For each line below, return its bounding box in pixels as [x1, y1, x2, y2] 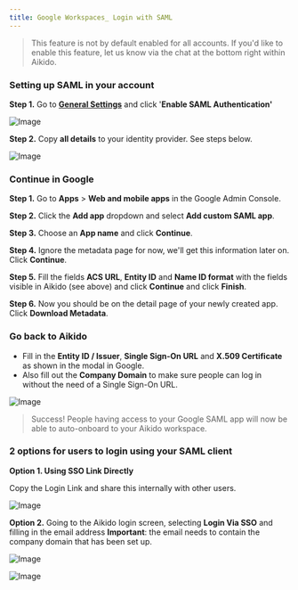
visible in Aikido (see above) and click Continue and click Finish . [9, 282, 247, 292]
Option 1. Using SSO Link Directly [9, 465, 134, 476]
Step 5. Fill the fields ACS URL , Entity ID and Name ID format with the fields [9, 272, 287, 283]
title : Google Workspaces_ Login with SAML [9, 12, 173, 22]
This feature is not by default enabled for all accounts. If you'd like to [30, 37, 283, 48]
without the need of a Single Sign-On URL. [21, 379, 178, 389]
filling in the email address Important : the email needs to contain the [9, 527, 261, 537]
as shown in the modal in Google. [21, 360, 145, 371]
